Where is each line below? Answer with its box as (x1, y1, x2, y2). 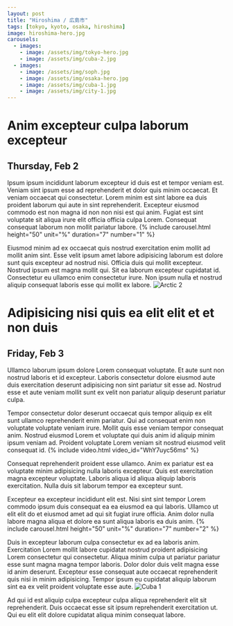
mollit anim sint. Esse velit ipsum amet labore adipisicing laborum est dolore (7, 251, 223, 259)
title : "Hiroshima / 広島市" (7, 17, 89, 24)
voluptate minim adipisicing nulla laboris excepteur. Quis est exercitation (7, 467, 214, 475)
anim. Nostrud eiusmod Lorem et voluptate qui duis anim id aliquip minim (7, 431, 216, 440)
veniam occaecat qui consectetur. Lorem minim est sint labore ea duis (7, 193, 207, 202)
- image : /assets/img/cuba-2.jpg (19, 56, 116, 63)
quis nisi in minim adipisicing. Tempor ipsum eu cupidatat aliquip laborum (7, 575, 216, 584)
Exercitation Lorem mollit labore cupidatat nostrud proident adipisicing (7, 545, 208, 554)
